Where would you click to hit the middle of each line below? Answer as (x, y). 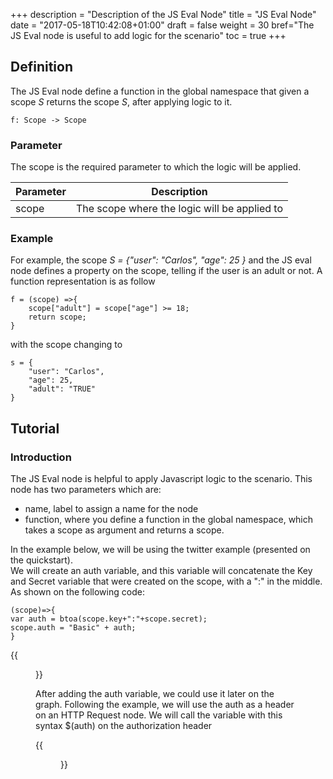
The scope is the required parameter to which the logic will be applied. (156, 167)
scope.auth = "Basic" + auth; (73, 628)
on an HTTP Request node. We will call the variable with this (159, 715)
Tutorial (35, 428)
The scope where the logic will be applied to (179, 209)
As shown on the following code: (77, 592)
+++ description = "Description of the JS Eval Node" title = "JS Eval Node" (163, 14)
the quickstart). (41, 560)
